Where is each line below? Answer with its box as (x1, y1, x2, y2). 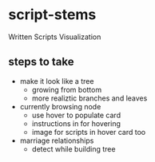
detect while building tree (31, 144, 116, 153)
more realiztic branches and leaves (31, 93, 148, 103)
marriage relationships (19, 136, 94, 145)
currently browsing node (19, 101, 101, 111)
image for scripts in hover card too (31, 127, 146, 136)
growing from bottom (31, 85, 102, 94)
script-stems (8, 6, 97, 24)
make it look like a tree (19, 76, 94, 85)
